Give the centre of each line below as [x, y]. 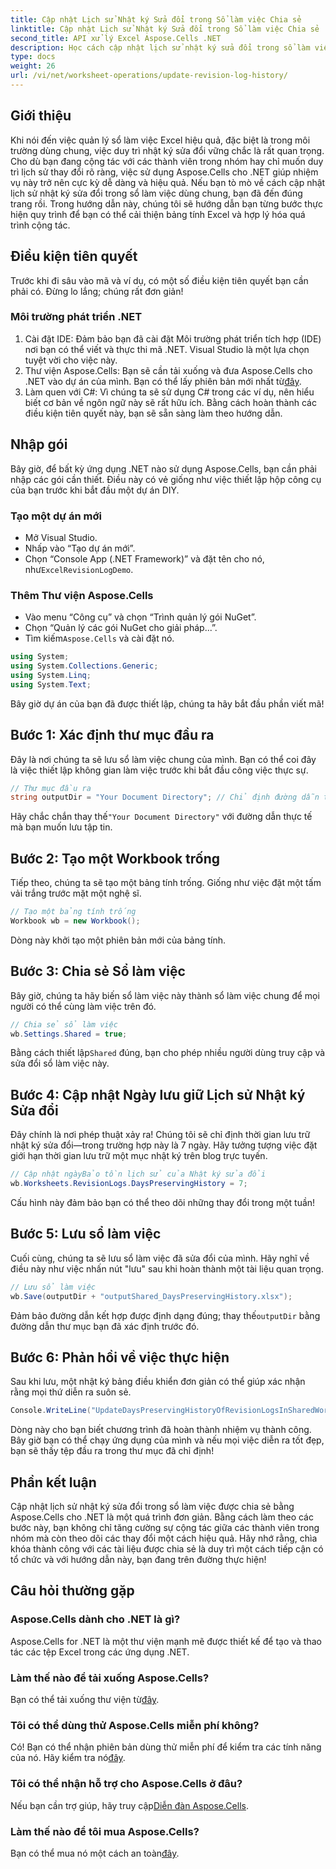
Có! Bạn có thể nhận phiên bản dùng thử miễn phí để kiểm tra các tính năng [166, 1747]
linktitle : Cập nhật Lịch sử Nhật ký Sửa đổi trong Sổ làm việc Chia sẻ [165, 29]
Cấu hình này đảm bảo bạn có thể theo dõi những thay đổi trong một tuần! [163, 1202]
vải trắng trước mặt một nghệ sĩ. [76, 893]
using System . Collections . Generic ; [84, 666]
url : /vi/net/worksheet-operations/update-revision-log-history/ [149, 76]
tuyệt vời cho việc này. [71, 360]
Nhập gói [39, 444]
